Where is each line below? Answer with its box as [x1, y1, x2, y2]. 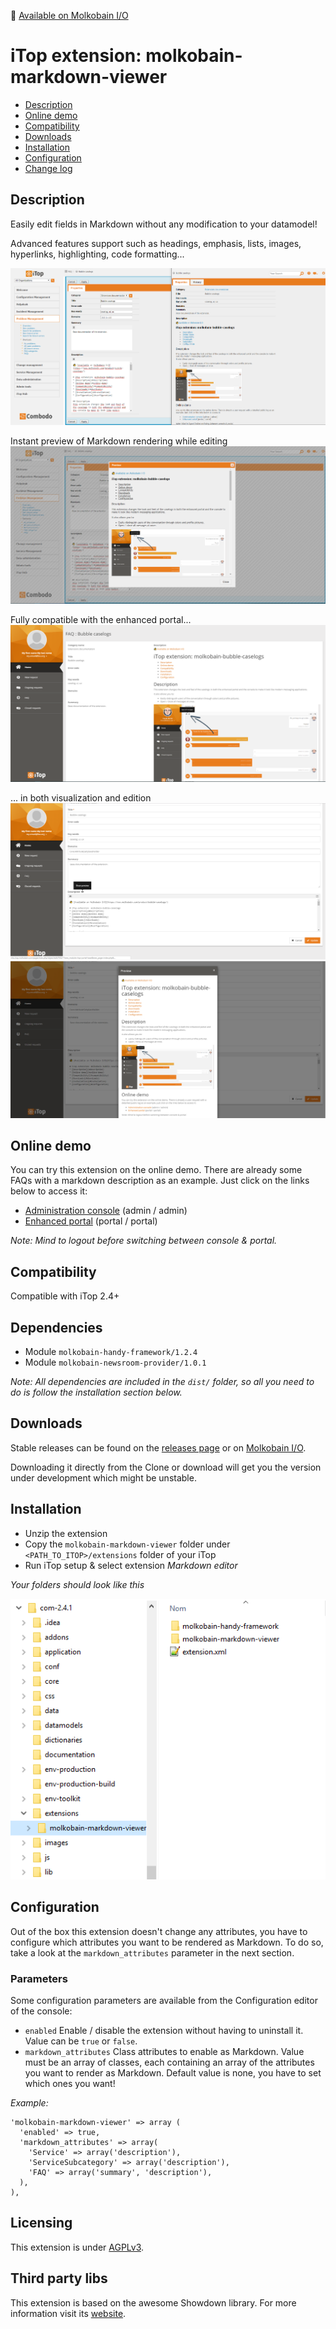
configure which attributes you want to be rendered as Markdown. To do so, [10, 1936, 324, 1948]
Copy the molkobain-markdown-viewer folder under [24, 1538, 231, 1550]
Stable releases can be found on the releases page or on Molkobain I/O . [10, 1441, 307, 1454]
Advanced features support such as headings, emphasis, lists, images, [10, 237, 302, 249]
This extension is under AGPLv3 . [10, 2241, 145, 2253]
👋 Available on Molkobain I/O [10, 10, 129, 21]
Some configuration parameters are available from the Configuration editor [10, 1994, 318, 2006]
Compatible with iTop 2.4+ [10, 1290, 120, 1302]
